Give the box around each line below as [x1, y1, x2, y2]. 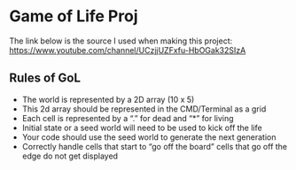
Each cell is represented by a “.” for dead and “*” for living [21, 112, 234, 123]
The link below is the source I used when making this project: [9, 35, 233, 46]
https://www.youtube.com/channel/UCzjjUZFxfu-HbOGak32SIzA [9, 44, 246, 55]
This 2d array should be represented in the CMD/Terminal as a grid [21, 104, 267, 114]
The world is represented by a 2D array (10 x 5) [21, 94, 195, 104]
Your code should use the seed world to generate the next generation [21, 131, 277, 143]
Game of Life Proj [9, 6, 138, 27]
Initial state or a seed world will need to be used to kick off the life [21, 122, 263, 133]
